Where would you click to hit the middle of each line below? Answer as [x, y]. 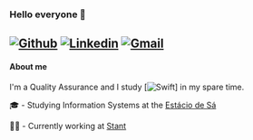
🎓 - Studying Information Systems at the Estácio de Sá [113, 105]
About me [29, 66]
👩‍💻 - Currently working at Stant [68, 126]
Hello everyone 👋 [48, 14]
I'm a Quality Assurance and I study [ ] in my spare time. [127, 87]
